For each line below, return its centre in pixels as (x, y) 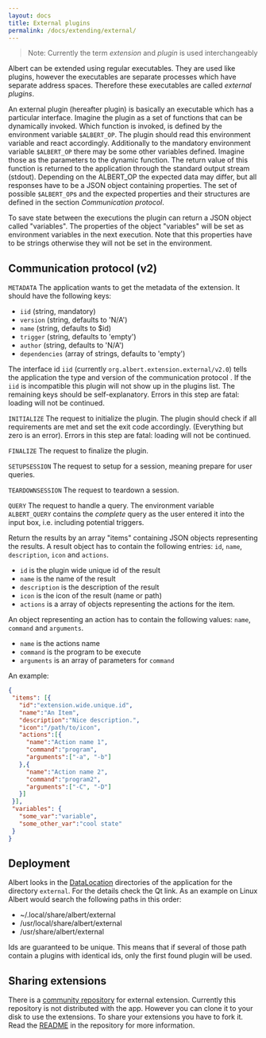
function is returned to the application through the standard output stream (129, 169)
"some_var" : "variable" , (58, 817)
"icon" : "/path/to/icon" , (60, 727)
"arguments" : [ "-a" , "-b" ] (69, 758)
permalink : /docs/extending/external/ (72, 30)
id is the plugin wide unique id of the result (90, 570)
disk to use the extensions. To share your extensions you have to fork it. (126, 1017)
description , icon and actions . (59, 555)
